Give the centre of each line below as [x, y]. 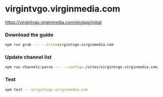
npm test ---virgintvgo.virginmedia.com [47, 90]
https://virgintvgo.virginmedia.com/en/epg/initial [53, 22]
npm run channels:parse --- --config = [44, 67]
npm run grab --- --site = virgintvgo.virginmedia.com [59, 45]
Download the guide [29, 35]
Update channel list [28, 57]
